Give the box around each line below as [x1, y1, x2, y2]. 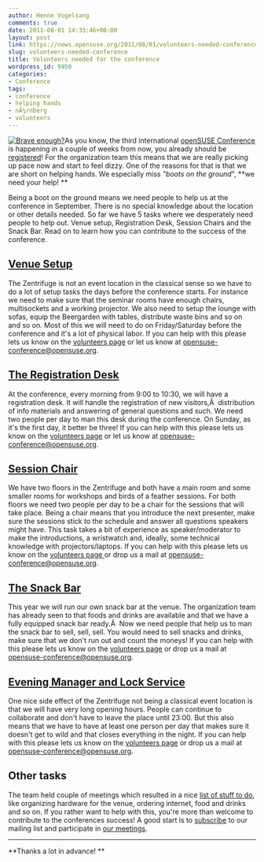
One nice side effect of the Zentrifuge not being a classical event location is [8, 696, 253, 705]
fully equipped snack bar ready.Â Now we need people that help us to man [8, 619, 252, 629]
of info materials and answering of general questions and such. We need [8, 406, 244, 415]
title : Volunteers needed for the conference [8, 56, 159, 64]
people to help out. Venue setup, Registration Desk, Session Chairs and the [8, 217, 251, 227]
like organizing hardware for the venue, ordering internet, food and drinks [8, 798, 246, 808]
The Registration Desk [8, 368, 119, 382]
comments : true [8, 19, 58, 27]
